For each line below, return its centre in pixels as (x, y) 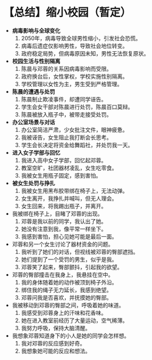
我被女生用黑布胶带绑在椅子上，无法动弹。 (74, 190)
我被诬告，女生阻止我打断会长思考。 (67, 137)
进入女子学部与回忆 (36, 153)
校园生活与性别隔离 (36, 61)
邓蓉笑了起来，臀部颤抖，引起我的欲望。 (72, 267)
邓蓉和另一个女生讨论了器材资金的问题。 (63, 244)
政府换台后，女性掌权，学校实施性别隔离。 (74, 76)
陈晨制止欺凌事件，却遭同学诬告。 (64, 99)
